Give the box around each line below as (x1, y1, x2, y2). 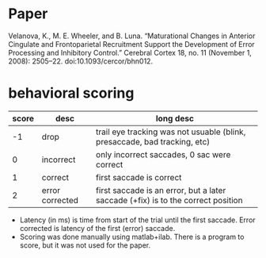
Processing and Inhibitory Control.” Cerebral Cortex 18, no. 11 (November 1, (8, 48, 252, 57)
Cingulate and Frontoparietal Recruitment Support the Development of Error (8, 39, 255, 48)
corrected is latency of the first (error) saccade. (19, 223, 176, 233)
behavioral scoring (8, 84, 135, 102)
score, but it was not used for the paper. (19, 240, 151, 250)
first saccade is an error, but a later (96, 184, 226, 195)
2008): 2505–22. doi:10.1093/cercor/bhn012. (8, 56, 153, 66)
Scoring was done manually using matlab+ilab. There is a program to (19, 232, 245, 241)
